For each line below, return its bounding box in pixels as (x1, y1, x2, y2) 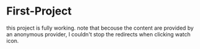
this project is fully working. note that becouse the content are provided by (6, 24, 194, 31)
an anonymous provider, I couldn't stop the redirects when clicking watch (6, 30, 191, 38)
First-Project (6, 4, 72, 18)
